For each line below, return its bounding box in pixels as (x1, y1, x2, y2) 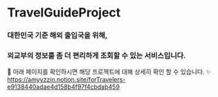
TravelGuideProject (7, 5, 121, 21)
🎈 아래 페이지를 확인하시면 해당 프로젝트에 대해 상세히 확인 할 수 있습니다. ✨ (7, 67, 212, 76)
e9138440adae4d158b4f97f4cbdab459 (7, 83, 120, 91)
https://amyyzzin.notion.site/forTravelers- (7, 76, 126, 84)
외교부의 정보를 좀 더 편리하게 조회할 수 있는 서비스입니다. (7, 51, 186, 61)
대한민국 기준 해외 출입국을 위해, (7, 31, 108, 41)
